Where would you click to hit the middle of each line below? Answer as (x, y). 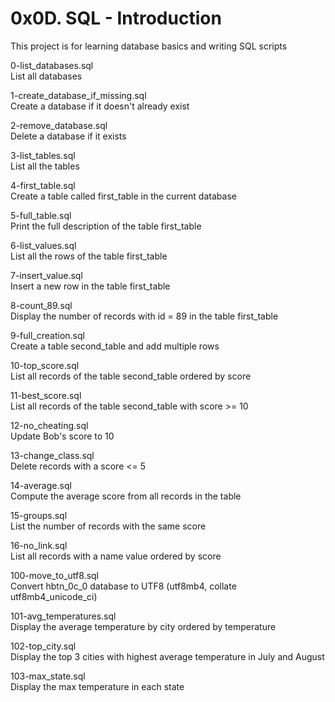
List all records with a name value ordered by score (116, 556)
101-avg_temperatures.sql (63, 616)
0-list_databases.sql (52, 65)
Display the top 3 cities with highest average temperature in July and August (167, 656)
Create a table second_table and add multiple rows (115, 346)
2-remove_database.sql (59, 125)
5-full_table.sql (41, 215)
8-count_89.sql (41, 305)
